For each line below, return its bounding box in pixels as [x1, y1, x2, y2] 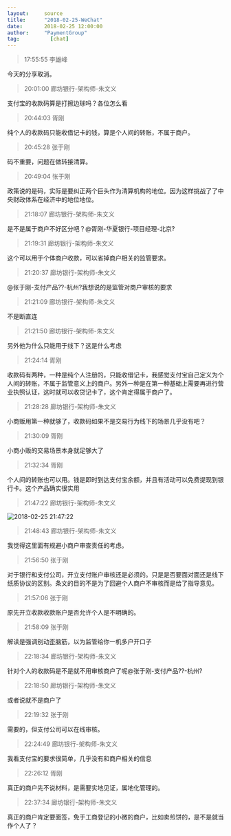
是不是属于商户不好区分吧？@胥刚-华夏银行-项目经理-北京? [7, 225, 175, 233]
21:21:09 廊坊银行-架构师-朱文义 [23, 298, 115, 306]
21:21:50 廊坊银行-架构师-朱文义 [23, 327, 115, 335]
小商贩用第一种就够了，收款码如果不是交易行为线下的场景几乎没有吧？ [7, 417, 206, 426]
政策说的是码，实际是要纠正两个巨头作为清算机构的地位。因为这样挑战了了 [7, 187, 218, 195]
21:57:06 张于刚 [23, 594, 69, 602]
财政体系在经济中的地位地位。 [12, 195, 98, 203]
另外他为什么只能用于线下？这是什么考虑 [7, 342, 122, 350]
